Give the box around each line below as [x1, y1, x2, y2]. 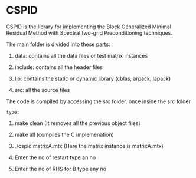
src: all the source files [14, 86, 70, 93]
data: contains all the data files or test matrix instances [14, 52, 148, 59]
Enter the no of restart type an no [14, 154, 96, 161]
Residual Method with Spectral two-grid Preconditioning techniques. [6, 29, 173, 36]
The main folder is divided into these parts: [6, 41, 110, 48]
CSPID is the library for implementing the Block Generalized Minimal [6, 23, 171, 30]
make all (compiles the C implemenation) [14, 131, 114, 138]
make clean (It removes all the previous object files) [14, 119, 141, 127]
